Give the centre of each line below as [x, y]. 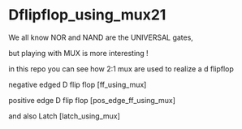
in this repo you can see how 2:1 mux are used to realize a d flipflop [121, 69]
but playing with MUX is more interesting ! [78, 53]
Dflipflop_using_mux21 [87, 15]
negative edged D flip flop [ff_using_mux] [78, 84]
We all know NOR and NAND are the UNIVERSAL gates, [101, 37]
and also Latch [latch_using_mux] [64, 116]
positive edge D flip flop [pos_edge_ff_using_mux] [92, 100]
